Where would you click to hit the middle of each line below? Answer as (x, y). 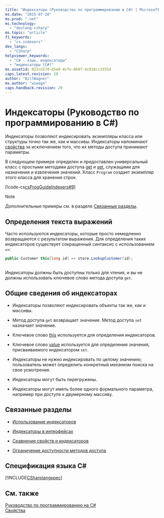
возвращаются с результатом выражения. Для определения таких (76, 239)
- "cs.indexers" (26, 42)
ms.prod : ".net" (22, 19)
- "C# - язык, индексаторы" (38, 60)
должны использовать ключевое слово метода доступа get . (69, 278)
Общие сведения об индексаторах (61, 293)
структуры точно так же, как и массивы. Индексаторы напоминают (76, 142)
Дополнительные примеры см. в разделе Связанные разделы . (71, 206)
